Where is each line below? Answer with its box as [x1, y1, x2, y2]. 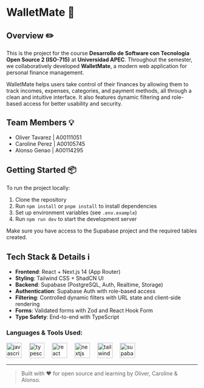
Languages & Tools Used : [6, 328, 83, 337]
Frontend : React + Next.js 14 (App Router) [15, 268, 121, 276]
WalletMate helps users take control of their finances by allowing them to [6, 81, 189, 87]
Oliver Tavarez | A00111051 [15, 134, 82, 141]
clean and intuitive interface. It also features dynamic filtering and [6, 94, 171, 101]
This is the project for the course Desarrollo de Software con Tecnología [6, 50, 190, 56]
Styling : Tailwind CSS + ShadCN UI [15, 274, 104, 282]
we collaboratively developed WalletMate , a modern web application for [6, 63, 187, 69]
